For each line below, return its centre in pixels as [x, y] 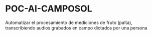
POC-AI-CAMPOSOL [49, 9]
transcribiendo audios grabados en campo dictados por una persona [76, 27]
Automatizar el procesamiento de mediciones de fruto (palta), [69, 22]
